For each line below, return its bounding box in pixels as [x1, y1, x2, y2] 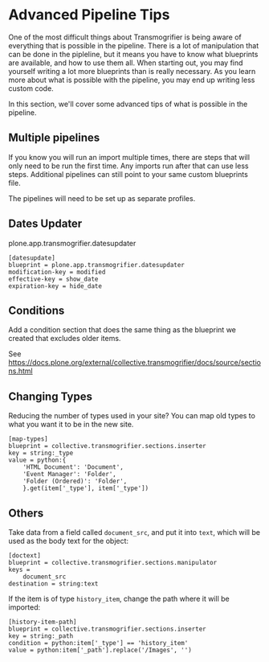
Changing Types [8, 389, 93, 403]
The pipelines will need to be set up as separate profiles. [8, 193, 196, 203]
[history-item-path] [8, 618, 78, 626]
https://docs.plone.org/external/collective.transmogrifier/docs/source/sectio [8, 358, 261, 368]
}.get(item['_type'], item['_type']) [22, 484, 149, 492]
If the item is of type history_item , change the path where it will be [8, 594, 230, 603]
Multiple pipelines [8, 131, 100, 145]
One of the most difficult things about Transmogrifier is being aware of [8, 32, 243, 42]
